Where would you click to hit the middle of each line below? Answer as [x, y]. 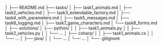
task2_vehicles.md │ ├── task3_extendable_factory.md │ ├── [67, 13]
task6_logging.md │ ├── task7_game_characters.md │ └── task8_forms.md [81, 23]
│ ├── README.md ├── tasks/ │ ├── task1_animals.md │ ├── [69, 8]
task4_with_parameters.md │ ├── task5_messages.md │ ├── [67, 18]
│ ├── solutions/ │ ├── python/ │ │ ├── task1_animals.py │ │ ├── [73, 28]
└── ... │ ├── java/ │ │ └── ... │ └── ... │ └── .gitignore [63, 38]
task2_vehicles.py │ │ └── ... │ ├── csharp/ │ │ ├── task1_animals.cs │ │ [79, 33]
